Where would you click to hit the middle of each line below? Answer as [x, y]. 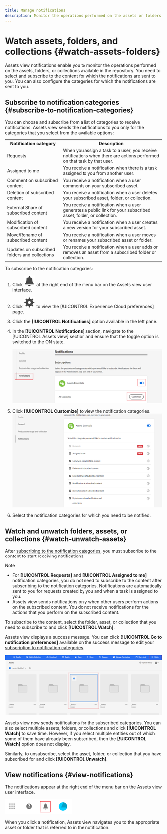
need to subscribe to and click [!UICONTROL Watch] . [60, 627]
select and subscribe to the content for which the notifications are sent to [80, 76]
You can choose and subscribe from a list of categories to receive [73, 122]
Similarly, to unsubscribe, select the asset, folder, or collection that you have [83, 754]
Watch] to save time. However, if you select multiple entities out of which [80, 734]
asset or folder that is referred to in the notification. [57, 827]
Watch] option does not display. [38, 744]
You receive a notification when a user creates [110, 222]
